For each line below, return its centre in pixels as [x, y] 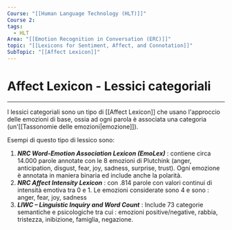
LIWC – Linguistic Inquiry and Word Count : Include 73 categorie [110, 204]
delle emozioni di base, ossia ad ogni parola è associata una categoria [107, 119]
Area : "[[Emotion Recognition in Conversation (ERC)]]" [89, 39]
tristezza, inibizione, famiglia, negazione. [75, 219]
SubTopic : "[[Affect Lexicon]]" [54, 52]
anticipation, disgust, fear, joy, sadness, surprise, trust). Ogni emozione [118, 168]
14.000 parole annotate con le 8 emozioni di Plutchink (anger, [104, 160]
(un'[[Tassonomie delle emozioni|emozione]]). [73, 126]
